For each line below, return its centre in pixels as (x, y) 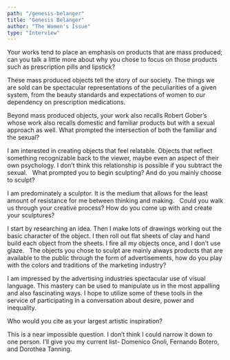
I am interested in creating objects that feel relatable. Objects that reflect (110, 151)
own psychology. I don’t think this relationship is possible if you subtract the (115, 165)
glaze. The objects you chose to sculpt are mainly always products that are (115, 251)
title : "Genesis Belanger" (46, 20)
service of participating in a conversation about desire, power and (101, 301)
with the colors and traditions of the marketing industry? (87, 265)
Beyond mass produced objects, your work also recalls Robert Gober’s (107, 116)
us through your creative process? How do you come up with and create (110, 208)
